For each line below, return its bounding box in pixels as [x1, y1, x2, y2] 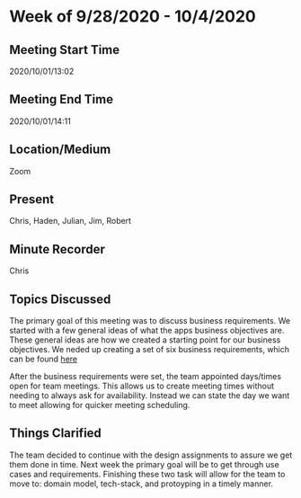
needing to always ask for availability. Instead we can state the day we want [9, 390, 290, 401]
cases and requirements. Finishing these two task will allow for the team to [9, 468, 286, 479]
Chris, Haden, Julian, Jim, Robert [9, 216, 132, 227]
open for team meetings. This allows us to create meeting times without [9, 380, 275, 392]
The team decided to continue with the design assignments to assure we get [9, 449, 293, 460]
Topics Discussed [9, 291, 111, 307]
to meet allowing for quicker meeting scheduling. [9, 400, 190, 411]
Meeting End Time [9, 92, 114, 107]
